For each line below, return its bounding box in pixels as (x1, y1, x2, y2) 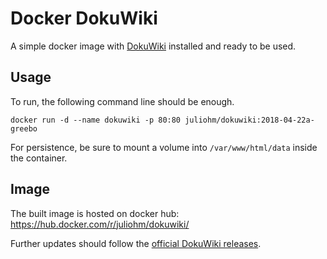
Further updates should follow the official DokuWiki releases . (10, 237, 262, 249)
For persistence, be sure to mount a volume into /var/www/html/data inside (10, 141, 318, 153)
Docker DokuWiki (10, 7, 158, 30)
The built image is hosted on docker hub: (10, 207, 180, 219)
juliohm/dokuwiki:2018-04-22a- (184, 115, 315, 125)
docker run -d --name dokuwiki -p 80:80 (10, 115, 182, 125)
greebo (10, 123, 38, 134)
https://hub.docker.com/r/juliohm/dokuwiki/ (10, 218, 190, 230)
